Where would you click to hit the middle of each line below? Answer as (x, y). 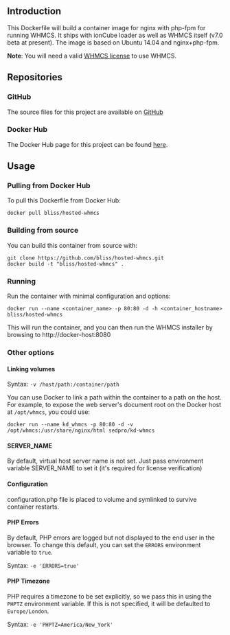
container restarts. (33, 507)
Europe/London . (28, 611)
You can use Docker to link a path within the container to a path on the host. (114, 397)
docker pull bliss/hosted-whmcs (53, 213)
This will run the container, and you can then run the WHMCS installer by (110, 327)
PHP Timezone (28, 581)
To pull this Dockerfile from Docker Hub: (64, 200)
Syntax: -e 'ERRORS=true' (43, 565)
